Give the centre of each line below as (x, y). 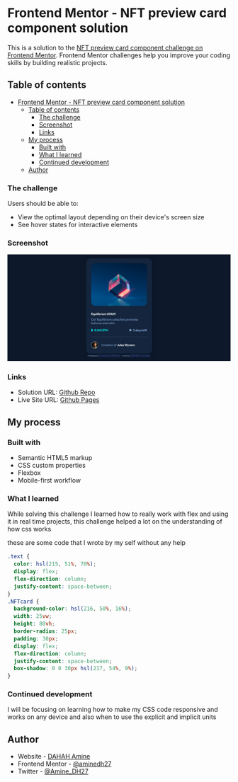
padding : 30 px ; (36, 638)
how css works (29, 529)
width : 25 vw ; (33, 616)
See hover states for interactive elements (78, 225)
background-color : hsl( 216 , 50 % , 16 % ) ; (73, 609)
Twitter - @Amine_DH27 (53, 771)
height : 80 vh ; (34, 624)
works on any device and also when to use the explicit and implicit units (112, 717)
